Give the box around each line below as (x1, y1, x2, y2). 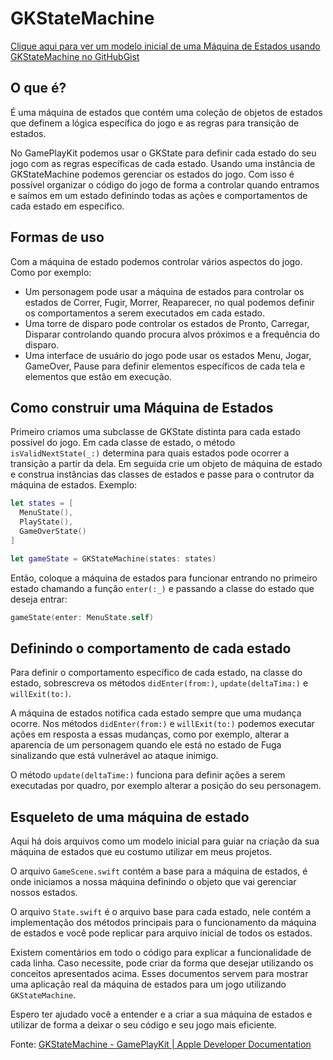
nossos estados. (10, 887, 78, 899)
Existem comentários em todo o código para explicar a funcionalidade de (10, 947, 312, 959)
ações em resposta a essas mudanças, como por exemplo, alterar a (10, 728, 290, 741)
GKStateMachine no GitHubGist (10, 50, 140, 62)
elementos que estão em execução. (24, 370, 173, 382)
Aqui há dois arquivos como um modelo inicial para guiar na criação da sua (10, 835, 320, 847)
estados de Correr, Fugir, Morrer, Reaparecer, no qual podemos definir (24, 296, 315, 308)
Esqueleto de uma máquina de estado (10, 808, 250, 826)
